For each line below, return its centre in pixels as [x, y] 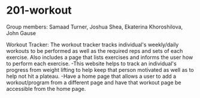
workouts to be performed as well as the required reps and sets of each [95, 50]
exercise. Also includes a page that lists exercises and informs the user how [100, 57]
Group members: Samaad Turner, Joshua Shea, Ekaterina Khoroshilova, [95, 27]
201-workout [39, 10]
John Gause [21, 33]
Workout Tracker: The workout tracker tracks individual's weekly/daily [93, 45]
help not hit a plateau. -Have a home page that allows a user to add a [91, 76]
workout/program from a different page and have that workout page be [94, 82]
